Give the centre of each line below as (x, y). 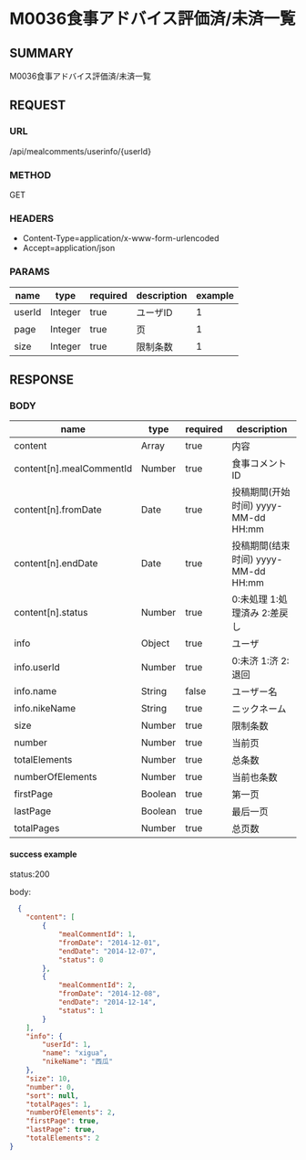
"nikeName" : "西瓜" (78, 1062)
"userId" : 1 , (67, 1045)
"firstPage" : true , (63, 1121)
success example (43, 854)
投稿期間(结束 (261, 546)
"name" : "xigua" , (75, 1053)
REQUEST (38, 105)
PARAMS (30, 272)
